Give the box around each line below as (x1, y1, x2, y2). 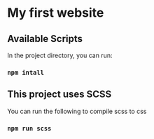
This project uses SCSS (7, 89, 112, 101)
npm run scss (7, 124, 52, 132)
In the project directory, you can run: (7, 51, 113, 59)
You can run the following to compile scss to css (7, 107, 147, 115)
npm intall (7, 68, 44, 76)
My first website (7, 5, 104, 21)
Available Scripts (7, 33, 83, 45)
